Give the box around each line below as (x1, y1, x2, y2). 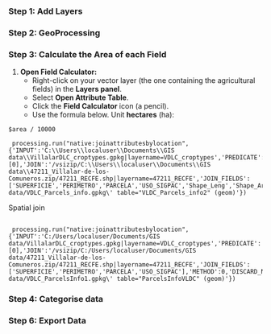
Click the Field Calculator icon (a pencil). (31, 101, 169, 111)
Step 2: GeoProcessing (8, 27, 101, 38)
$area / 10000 (8, 126, 56, 134)
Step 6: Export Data (8, 315, 86, 326)
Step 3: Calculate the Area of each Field (8, 48, 167, 60)
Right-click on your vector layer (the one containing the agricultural (31, 76, 256, 85)
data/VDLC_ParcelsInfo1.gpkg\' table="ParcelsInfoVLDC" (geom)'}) (8, 275, 236, 283)
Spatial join (8, 203, 46, 212)
